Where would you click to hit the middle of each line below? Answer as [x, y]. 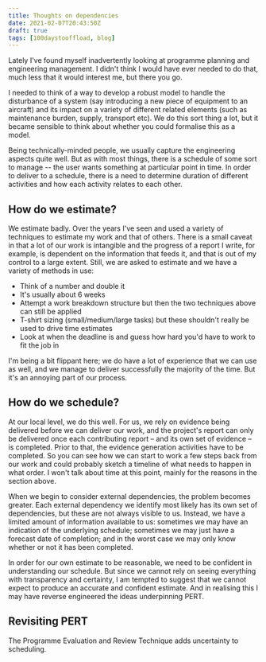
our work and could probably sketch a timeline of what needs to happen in [130, 464]
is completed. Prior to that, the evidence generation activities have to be [126, 447]
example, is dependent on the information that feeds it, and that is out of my [132, 254]
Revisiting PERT [48, 621]
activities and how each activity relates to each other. [95, 185]
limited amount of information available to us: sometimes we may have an [128, 521]
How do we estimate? [62, 209]
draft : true [28, 30]
